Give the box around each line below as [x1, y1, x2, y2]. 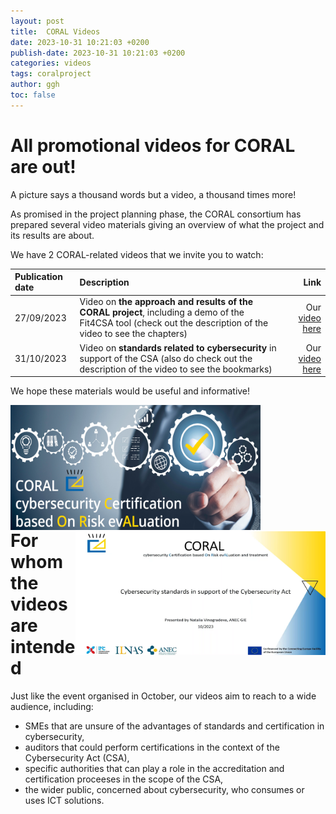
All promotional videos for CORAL [10, 134, 296, 157]
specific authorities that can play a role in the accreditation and [24, 762, 285, 774]
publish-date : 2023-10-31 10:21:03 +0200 [10, 48, 186, 58]
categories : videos [10, 58, 92, 69]
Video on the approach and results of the [79, 296, 254, 308]
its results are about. [10, 229, 95, 241]
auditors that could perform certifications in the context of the [24, 741, 280, 753]
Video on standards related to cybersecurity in [79, 341, 277, 354]
